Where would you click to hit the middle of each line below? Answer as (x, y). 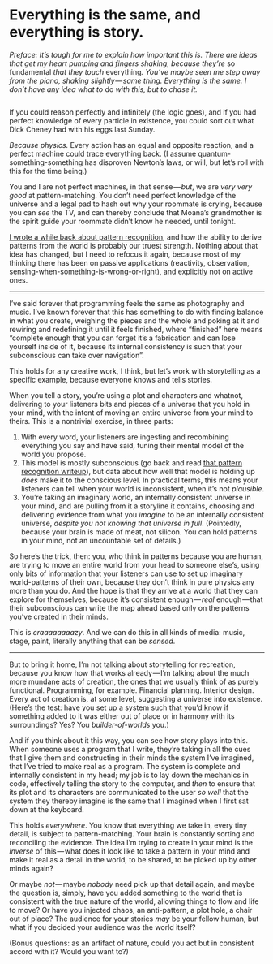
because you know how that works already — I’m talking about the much (129, 672)
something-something (46, 162)
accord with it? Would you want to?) (69, 951)
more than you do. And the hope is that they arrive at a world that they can (134, 590)
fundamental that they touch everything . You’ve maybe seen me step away (135, 71)
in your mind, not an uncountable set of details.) (101, 540)
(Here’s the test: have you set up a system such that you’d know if (119, 707)
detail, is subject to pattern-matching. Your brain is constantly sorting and (132, 833)
